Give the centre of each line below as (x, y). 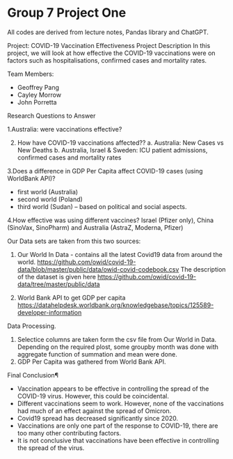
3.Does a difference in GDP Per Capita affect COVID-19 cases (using (105, 171)
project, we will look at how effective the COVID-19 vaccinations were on (111, 53)
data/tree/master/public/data (58, 284)
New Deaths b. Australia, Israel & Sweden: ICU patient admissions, (112, 150)
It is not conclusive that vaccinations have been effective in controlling (118, 440)
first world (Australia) (48, 192)
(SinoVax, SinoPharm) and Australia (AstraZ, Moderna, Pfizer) (95, 227)
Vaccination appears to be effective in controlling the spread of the (113, 389)
